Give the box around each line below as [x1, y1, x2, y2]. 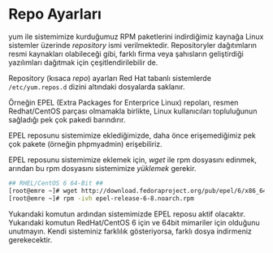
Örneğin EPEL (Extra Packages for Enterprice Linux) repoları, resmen [8, 97, 239, 107]
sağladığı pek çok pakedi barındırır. [8, 114, 126, 124]
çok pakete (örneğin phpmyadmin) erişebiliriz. [8, 139, 162, 148]
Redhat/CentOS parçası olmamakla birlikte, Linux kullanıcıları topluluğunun [8, 106, 258, 116]
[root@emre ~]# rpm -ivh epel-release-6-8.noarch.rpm [8, 194, 195, 203]
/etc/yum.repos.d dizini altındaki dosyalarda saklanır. [8, 82, 185, 92]
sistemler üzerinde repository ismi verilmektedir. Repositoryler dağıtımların [8, 40, 258, 49]
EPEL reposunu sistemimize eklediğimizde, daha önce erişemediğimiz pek [8, 131, 256, 140]
